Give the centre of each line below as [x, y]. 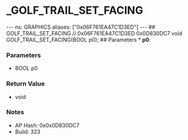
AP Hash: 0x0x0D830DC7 [47, 125]
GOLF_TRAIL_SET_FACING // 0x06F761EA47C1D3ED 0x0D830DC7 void [94, 33]
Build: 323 [28, 132]
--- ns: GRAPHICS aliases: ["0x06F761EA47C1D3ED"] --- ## [81, 27]
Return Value [26, 84]
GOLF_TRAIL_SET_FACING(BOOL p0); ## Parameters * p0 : [79, 39]
